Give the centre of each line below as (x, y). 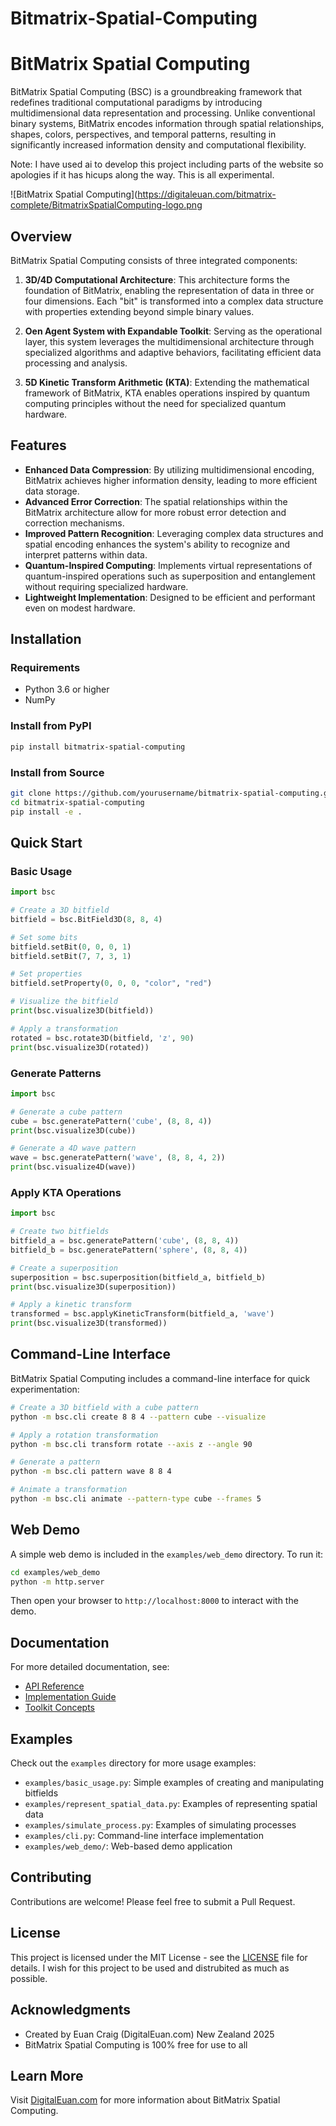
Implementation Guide (70, 1697)
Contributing (51, 1877)
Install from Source (57, 772)
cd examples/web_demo (55, 1572)
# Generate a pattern (55, 1462)
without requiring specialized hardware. (106, 586)
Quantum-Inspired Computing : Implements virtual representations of (168, 565)
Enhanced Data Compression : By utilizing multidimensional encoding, (169, 469)
